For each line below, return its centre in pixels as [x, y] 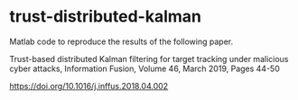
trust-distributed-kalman [105, 17]
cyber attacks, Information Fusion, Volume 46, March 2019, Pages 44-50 [144, 68]
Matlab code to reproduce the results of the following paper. [121, 41]
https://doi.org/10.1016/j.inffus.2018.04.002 [89, 86]
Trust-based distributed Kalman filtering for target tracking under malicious [149, 59]
